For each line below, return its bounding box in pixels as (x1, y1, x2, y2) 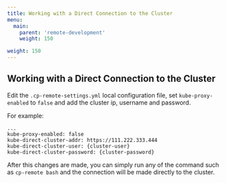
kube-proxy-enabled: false (7, 130, 84, 137)
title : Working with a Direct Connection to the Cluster (7, 10, 173, 17)
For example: (7, 111, 45, 119)
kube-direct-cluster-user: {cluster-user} (7, 143, 130, 150)
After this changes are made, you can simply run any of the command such (7, 160, 219, 169)
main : (13, 23, 29, 29)
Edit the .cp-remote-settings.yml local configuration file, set (7, 91, 178, 99)
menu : (7, 16, 23, 23)
